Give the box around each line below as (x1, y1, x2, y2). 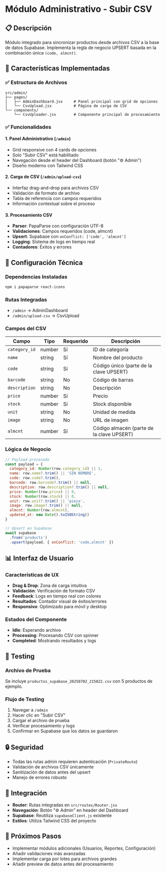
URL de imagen (93, 417, 128, 424)
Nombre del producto (93, 354, 143, 361)
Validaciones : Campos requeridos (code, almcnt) (12, 228, 114, 234)
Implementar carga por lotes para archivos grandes (12, 856, 117, 862)
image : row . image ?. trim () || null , (9, 503, 83, 508)
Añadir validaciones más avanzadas (12, 850, 85, 856)
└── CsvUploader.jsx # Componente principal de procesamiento (14, 112, 161, 117)
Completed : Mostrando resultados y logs (12, 638, 96, 644)
